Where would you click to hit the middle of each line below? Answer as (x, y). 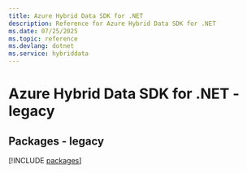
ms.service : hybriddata (49, 54)
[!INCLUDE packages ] (45, 160)
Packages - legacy (56, 141)
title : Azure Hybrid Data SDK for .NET (76, 16)
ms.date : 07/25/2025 (43, 31)
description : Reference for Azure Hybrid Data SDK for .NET (113, 24)
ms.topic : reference (43, 39)
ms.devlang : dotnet (41, 46)
